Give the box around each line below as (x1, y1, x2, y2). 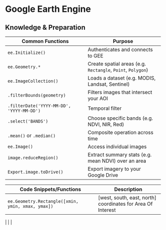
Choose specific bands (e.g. (87, 115, 153, 122)
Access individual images (87, 143, 147, 150)
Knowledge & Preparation (5, 23, 85, 32)
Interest (98, 207, 116, 213)
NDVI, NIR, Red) (87, 121, 124, 128)
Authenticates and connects (87, 46, 153, 53)
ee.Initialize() (7, 50, 46, 55)
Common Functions (21, 38, 69, 45)
